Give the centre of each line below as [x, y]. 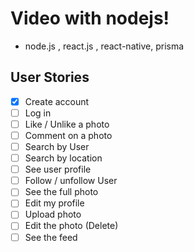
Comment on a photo [68, 135]
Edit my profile [54, 203]
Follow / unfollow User [71, 181]
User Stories [50, 77]
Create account [57, 101]
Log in [38, 113]
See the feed [51, 237]
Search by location [63, 158]
